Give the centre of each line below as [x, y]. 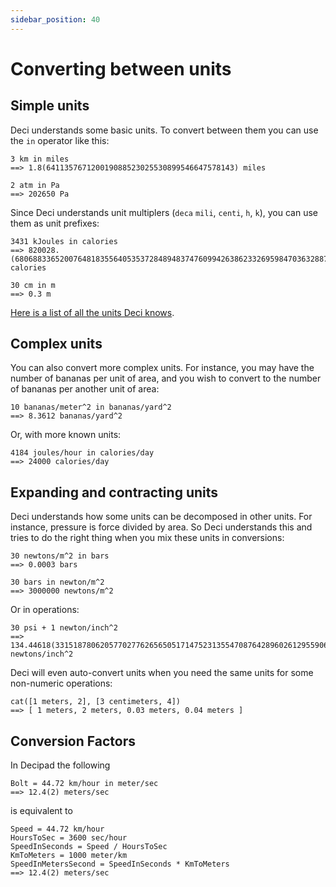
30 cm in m [33, 285]
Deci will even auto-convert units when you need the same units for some [162, 673]
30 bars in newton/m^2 [57, 582]
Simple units [50, 106]
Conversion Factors [73, 741]
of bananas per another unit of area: [85, 389]
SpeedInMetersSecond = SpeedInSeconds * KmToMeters [120, 864]
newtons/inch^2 [42, 654]
